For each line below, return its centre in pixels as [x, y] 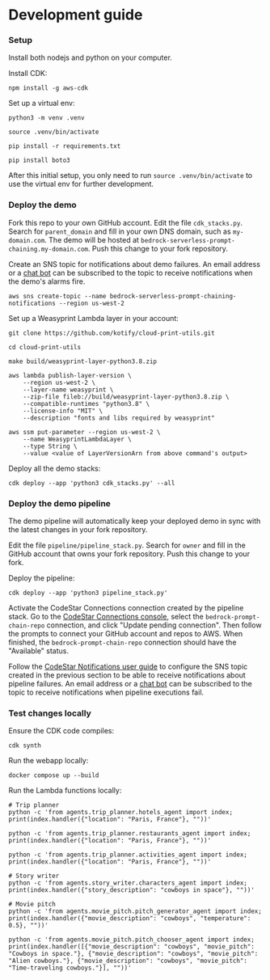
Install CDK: [28, 74]
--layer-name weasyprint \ [68, 390]
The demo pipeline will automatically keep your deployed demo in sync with [135, 521]
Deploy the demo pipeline [60, 503]
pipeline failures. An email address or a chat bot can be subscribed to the [130, 684]
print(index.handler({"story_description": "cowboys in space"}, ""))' [131, 890]
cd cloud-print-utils [45, 347]
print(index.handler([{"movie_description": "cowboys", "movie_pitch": [131, 947]
